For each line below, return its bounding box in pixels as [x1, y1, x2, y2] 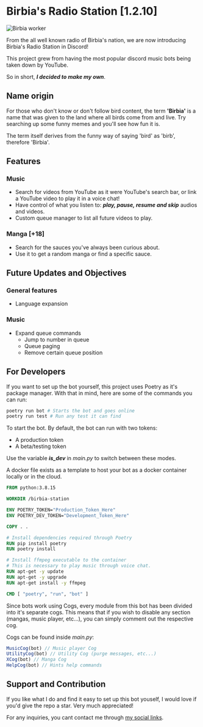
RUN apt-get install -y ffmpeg [6, 580, 86, 586]
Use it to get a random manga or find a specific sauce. [15, 250, 152, 258]
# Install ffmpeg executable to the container [6, 557, 127, 564]
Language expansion [15, 300, 68, 307]
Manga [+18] [6, 229, 45, 238]
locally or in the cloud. [6, 473, 62, 480]
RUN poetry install [6, 546, 56, 552]
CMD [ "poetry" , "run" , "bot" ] [6, 591, 88, 597]
